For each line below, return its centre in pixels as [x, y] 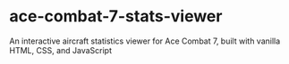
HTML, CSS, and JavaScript [61, 50]
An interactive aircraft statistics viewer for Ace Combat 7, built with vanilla [145, 41]
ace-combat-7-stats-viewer [116, 16]
